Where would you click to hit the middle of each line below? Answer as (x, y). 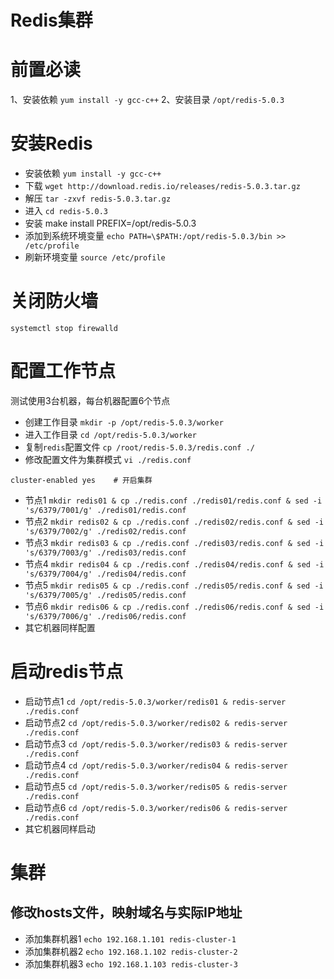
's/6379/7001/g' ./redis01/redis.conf (105, 510)
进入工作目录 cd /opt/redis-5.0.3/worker (110, 434)
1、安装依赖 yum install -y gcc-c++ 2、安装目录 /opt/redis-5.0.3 (147, 100)
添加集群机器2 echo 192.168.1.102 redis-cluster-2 (131, 951)
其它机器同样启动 (60, 828)
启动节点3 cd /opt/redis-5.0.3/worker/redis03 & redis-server (156, 743)
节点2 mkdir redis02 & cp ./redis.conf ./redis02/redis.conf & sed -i (174, 521)
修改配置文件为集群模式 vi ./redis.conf (108, 459)
